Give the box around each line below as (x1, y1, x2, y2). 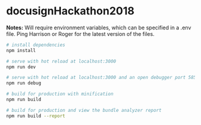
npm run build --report (6, 112, 66, 119)
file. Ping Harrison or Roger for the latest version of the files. (6, 30, 155, 37)
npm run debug (6, 80, 42, 86)
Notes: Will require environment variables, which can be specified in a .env (6, 24, 191, 31)
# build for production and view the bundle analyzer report (6, 107, 162, 113)
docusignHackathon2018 (6, 4, 135, 18)
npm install (6, 47, 36, 53)
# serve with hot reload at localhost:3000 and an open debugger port (6, 75, 186, 81)
